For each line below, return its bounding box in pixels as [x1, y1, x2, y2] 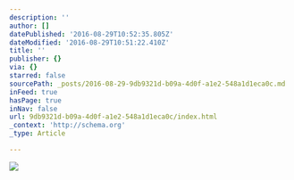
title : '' [9, 46, 46, 55]
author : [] [9, 21, 50, 30]
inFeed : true [9, 87, 58, 96]
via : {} [9, 63, 38, 72]
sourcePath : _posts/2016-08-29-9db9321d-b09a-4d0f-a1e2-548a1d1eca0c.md [9, 79, 286, 88]
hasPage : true [9, 95, 63, 105]
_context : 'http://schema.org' [9, 121, 126, 130]
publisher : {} [9, 54, 63, 63]
